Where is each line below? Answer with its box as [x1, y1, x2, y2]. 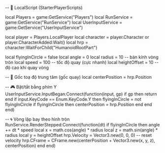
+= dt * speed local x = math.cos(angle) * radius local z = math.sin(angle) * [5, 127, 158, 133]
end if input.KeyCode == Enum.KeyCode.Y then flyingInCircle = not [5, 96, 141, 102]
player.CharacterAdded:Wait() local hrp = [5, 39, 89, 45]
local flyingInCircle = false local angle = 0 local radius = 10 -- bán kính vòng [5, 54, 159, 60]
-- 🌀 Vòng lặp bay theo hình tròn [5, 116, 70, 122]
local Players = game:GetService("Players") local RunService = [5, 14, 133, 20]
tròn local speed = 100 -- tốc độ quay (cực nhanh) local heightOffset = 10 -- [5, 60, 159, 65]
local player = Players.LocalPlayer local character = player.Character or [5, 34, 149, 40]
